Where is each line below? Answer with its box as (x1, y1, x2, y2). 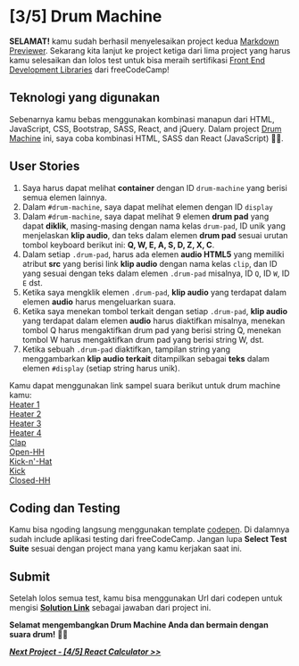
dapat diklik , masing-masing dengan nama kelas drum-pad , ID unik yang (21, 221, 286, 231)
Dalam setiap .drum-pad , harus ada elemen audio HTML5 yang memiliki (21, 248, 285, 260)
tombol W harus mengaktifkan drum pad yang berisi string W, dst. (21, 334, 265, 345)
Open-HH (9, 446, 45, 457)
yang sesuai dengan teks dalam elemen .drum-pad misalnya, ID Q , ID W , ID (21, 268, 290, 279)
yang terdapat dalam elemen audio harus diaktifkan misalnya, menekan (21, 315, 286, 326)
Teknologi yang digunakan (9, 90, 161, 105)
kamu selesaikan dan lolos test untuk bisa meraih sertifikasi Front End (9, 54, 266, 65)
